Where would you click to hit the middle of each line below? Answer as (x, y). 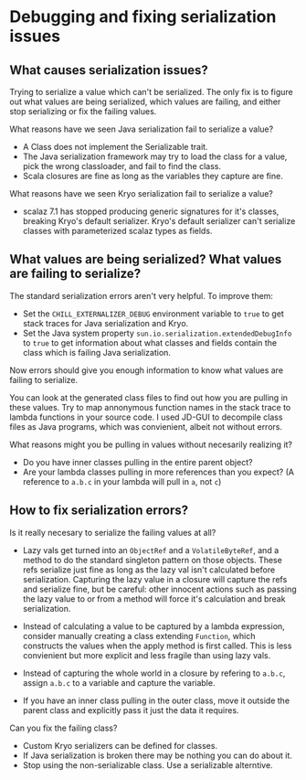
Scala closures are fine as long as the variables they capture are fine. (153, 176)
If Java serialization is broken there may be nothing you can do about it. (157, 755)
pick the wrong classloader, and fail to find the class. (122, 166)
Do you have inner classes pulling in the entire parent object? (137, 462)
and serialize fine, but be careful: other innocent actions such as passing (159, 589)
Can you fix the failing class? (63, 728)
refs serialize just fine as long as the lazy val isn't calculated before (149, 570)
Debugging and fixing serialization (143, 17)
